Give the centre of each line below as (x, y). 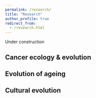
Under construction (25, 42)
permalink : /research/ (28, 10)
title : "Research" (24, 14)
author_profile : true (27, 19)
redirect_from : (21, 23)
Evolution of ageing (36, 74)
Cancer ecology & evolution (48, 57)
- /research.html (27, 28)
